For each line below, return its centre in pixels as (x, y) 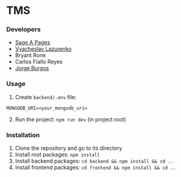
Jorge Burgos (32, 68)
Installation (23, 135)
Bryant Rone (30, 56)
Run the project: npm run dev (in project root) (71, 119)
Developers (24, 30)
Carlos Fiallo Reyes (39, 62)
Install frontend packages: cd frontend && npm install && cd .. (95, 167)
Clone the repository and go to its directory (68, 148)
